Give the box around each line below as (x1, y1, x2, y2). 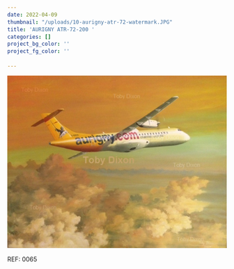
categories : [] (7, 33, 52, 40)
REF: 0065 (7, 254, 38, 263)
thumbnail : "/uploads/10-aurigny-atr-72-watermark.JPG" (7, 18, 173, 26)
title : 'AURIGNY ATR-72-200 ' (7, 26, 95, 33)
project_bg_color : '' (7, 40, 70, 48)
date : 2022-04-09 (7, 11, 58, 18)
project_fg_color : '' (7, 48, 70, 55)
